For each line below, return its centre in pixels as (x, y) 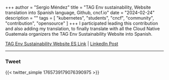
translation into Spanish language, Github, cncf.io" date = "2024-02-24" (80, 13)
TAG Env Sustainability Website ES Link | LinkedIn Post (62, 44)
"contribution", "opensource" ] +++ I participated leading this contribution (82, 23)
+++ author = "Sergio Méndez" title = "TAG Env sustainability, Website (78, 7)
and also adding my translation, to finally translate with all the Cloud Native (82, 29)
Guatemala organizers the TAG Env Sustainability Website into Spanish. (79, 34)
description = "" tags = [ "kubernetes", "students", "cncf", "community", (80, 18)
